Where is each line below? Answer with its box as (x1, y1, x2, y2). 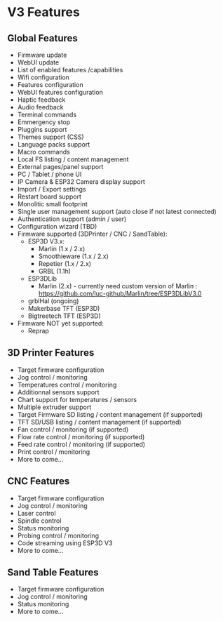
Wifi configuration (17, 73, 70, 81)
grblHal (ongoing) (27, 297, 79, 305)
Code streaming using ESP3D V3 (17, 538, 113, 547)
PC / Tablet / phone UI (17, 170, 82, 178)
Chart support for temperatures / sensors (17, 395, 137, 403)
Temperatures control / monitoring (17, 380, 117, 389)
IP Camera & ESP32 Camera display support (17, 178, 146, 186)
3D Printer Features (7, 347, 95, 359)
